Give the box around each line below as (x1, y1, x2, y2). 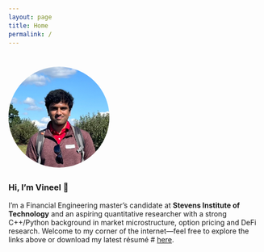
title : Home (8, 21, 48, 30)
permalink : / (8, 30, 52, 38)
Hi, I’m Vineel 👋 (8, 182, 69, 193)
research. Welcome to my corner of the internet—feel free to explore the (8, 226, 249, 236)
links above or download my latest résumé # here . (8, 234, 175, 244)
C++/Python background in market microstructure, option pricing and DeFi (8, 217, 257, 227)
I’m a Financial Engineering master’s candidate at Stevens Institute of (8, 200, 241, 210)
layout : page (8, 13, 52, 21)
